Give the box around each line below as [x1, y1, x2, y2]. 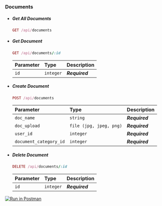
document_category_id [14, 139, 65, 145]
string [69, 115, 85, 121]
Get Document [12, 38, 42, 44]
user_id [14, 131, 33, 137]
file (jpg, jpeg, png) [69, 123, 122, 129]
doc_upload [14, 123, 40, 129]
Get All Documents [12, 16, 51, 21]
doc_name [14, 115, 35, 121]
